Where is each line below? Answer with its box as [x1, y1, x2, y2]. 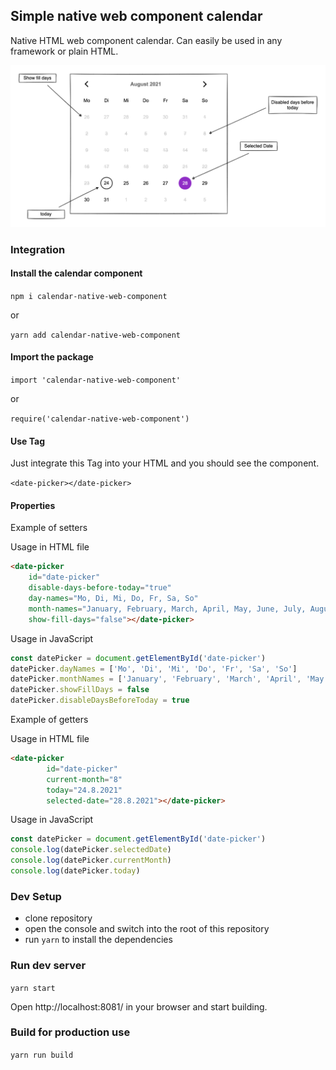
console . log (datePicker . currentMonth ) [10, 855, 172, 866]
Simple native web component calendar [10, 8, 263, 25]
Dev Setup [10, 889, 62, 903]
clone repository [24, 912, 93, 924]
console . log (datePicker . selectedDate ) [10, 845, 172, 855]
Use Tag [10, 435, 46, 447]
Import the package [10, 351, 94, 363]
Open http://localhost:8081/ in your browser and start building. [10, 1000, 268, 1013]
